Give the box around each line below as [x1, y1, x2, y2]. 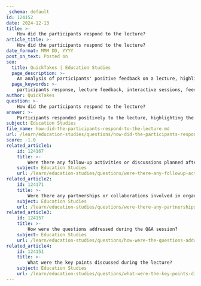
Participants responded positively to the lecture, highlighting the [17, 115, 194, 121]
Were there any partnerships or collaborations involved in [28, 192, 181, 198]
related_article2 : [6, 176, 52, 182]
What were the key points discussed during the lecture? [28, 260, 172, 266]
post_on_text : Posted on [6, 53, 68, 59]
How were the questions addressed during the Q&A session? [28, 226, 178, 232]
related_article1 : [6, 142, 52, 149]
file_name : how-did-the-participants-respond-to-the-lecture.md [6, 126, 170, 132]
